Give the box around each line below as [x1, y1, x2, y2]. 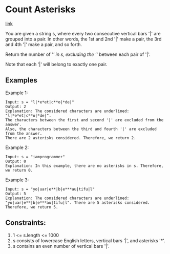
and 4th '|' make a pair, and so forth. [5, 41, 82, 47]
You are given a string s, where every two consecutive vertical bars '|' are [5, 30, 161, 36]
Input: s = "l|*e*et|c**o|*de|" [5, 99, 74, 104]
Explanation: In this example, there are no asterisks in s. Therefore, [5, 163, 164, 168]
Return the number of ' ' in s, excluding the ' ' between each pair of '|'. [5, 51, 151, 57]
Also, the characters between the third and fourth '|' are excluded [5, 126, 157, 132]
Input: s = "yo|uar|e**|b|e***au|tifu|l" [5, 186, 95, 192]
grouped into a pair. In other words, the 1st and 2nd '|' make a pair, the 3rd [5, 36, 162, 42]
